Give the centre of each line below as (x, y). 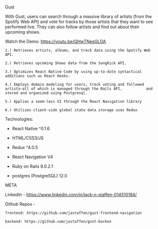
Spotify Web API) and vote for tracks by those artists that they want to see (79, 22)
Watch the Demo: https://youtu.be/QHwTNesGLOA (55, 41)
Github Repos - (20, 204)
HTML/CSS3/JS (28, 138)
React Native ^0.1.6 (31, 128)
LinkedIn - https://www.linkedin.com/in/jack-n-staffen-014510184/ (71, 195)
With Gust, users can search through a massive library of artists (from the (78, 16)
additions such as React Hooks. (38, 76)
